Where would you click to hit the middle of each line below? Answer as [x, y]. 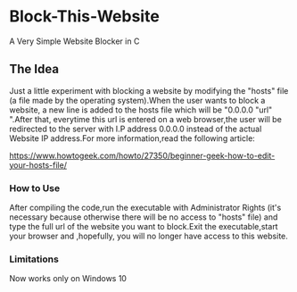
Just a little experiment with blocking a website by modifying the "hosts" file [149, 90]
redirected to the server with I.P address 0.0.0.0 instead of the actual [136, 129]
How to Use [35, 188]
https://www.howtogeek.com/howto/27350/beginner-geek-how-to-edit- [142, 155]
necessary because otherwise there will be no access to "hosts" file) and [144, 217]
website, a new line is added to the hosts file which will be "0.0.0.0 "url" [141, 110]
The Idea [34, 69]
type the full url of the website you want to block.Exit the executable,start [144, 227]
